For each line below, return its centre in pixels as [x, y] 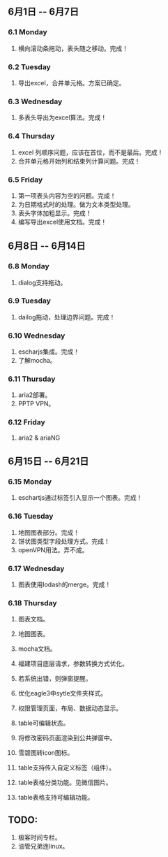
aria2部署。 [35, 395]
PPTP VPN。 [36, 404]
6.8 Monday [29, 266]
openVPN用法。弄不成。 [53, 549]
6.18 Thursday [33, 603]
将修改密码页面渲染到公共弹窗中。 [67, 738]
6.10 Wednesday [37, 336]
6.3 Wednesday [35, 101]
